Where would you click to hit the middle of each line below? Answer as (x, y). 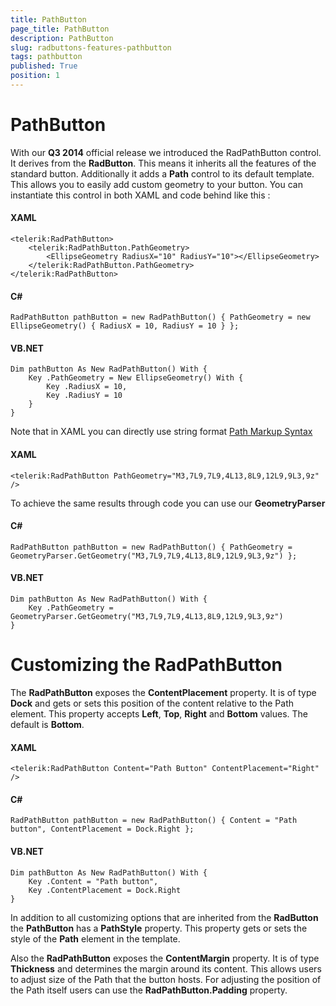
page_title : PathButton (60, 29)
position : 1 (35, 76)
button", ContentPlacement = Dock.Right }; (102, 829)
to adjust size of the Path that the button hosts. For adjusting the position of (166, 979)
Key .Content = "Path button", (93, 881)
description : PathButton (62, 38)
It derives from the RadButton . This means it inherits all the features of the (163, 163)
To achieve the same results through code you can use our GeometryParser (168, 503)
